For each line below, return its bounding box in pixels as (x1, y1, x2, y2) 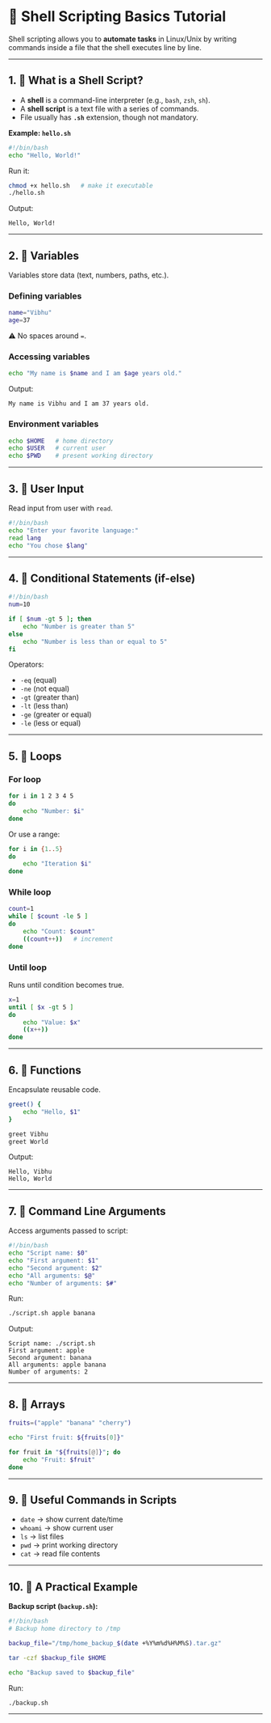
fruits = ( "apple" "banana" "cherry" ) (8, 1419, 131, 1427)
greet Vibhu (8, 1130, 48, 1138)
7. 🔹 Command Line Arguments (8, 1204, 167, 1218)
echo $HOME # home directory (8, 437, 114, 445)
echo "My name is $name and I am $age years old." (8, 370, 182, 378)
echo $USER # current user (8, 444, 106, 452)
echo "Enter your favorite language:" (8, 526, 139, 535)
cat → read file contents (19, 1549, 101, 1559)
